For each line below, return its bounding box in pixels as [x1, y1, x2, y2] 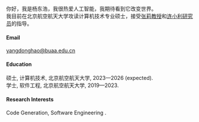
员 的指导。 [6, 20, 33, 27]
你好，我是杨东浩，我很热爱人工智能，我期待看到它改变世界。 [6, 5, 157, 12]
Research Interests [6, 96, 54, 102]
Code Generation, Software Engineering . [6, 109, 107, 116]
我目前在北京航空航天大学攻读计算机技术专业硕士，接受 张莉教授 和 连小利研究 [6, 12, 193, 20]
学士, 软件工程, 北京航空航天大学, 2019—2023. [6, 82, 119, 89]
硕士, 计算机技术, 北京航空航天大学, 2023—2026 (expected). [6, 75, 153, 82]
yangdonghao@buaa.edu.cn [6, 47, 76, 54]
